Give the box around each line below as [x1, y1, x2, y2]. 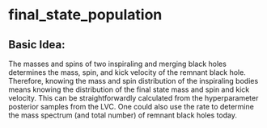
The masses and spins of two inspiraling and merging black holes [8, 59, 227, 68]
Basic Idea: [8, 38, 66, 52]
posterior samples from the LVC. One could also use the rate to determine [8, 102, 255, 111]
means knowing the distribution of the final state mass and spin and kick [8, 85, 250, 94]
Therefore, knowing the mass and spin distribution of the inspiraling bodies [8, 76, 259, 85]
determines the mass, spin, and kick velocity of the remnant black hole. [8, 68, 247, 77]
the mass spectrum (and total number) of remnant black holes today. [8, 110, 237, 120]
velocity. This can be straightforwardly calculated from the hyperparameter [8, 93, 259, 102]
